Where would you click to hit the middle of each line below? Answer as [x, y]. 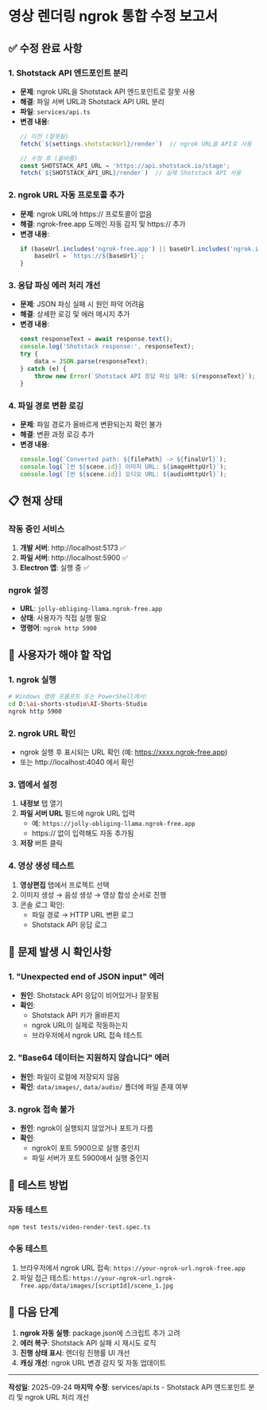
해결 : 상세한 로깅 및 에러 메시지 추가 [75, 314]
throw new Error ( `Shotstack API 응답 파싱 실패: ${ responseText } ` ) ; [145, 376]
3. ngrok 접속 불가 [42, 1109]
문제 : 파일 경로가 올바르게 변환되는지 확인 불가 [91, 424]
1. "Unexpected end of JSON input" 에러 [86, 977]
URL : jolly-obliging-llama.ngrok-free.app [91, 608]
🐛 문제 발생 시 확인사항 [60, 952]
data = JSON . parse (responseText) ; [91, 362]
